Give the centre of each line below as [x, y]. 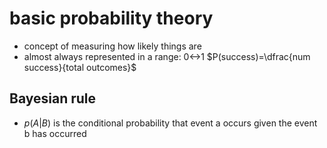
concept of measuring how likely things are [112, 46]
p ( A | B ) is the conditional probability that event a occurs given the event [170, 123]
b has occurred [55, 133]
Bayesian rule [53, 98]
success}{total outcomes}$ [80, 67]
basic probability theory [111, 18]
